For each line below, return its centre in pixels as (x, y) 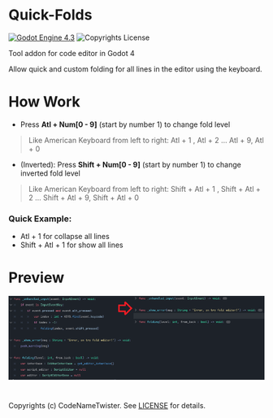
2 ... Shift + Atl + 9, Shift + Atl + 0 (84, 198)
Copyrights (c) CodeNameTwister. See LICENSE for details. (107, 406)
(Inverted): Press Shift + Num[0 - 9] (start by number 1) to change (130, 164)
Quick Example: (40, 219)
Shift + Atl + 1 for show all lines (71, 245)
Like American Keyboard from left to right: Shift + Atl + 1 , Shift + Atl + (145, 189)
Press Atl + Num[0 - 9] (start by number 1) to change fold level (125, 124)
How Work (45, 102)
